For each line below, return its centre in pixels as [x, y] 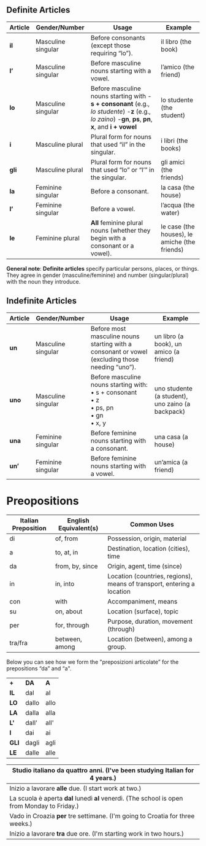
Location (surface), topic [143, 611]
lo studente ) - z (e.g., [121, 111]
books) [171, 148]
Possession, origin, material [147, 538]
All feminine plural [116, 222]
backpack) [170, 411]
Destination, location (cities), [148, 548]
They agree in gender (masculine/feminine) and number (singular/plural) [97, 275]
